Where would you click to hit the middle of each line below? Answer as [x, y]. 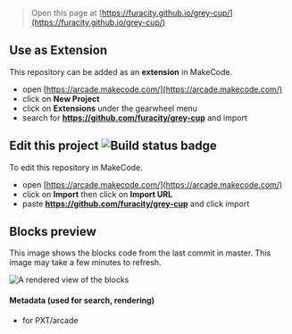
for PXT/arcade [50, 320]
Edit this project [54, 146]
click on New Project [61, 98]
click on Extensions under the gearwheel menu [110, 108]
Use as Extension [58, 50]
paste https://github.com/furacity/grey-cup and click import [136, 204]
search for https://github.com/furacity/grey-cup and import [135, 117]
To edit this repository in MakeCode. [76, 167]
